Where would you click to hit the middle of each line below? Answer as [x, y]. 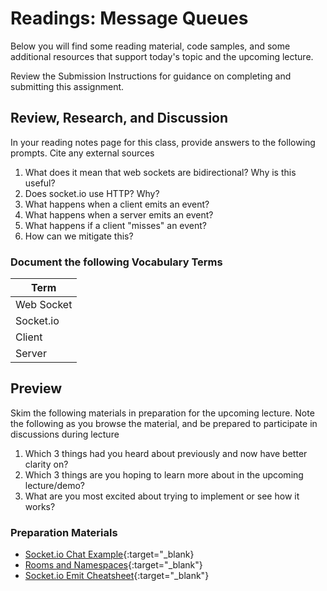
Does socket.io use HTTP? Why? [92, 193]
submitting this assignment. [67, 86]
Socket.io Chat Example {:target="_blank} [109, 554]
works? [40, 506]
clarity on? [46, 464]
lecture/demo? [55, 485]
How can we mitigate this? [79, 236]
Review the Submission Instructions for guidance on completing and [151, 76]
